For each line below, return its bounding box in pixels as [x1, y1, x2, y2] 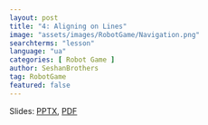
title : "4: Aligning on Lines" [9, 22, 128, 31]
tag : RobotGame [9, 72, 67, 82]
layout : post [9, 13, 59, 23]
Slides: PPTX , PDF [9, 105, 78, 116]
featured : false [9, 81, 71, 90]
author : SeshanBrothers [9, 64, 99, 73]
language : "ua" [9, 47, 67, 56]
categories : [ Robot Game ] [9, 55, 116, 64]
